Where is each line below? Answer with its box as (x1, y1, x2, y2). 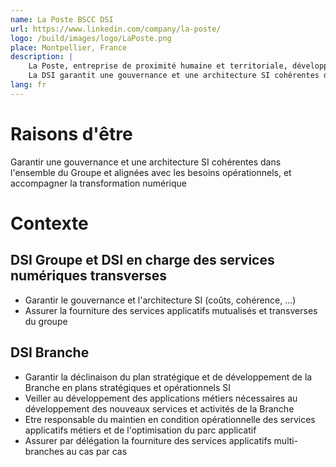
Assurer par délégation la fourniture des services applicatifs (24, 434, 272, 446)
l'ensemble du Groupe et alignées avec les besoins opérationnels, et (10, 166, 292, 178)
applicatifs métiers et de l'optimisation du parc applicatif (24, 424, 257, 436)
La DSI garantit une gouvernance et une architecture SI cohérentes (28, 71, 320, 81)
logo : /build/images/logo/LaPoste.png (10, 33, 172, 43)
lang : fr (10, 80, 47, 90)
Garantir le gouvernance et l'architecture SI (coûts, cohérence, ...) (24, 294, 297, 306)
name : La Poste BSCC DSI (10, 14, 114, 25)
